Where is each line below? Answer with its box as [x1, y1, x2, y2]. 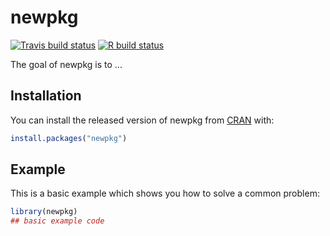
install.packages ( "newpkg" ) [10, 133, 128, 143]
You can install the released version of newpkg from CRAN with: [10, 114, 275, 126]
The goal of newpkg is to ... [10, 58, 123, 70]
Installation [10, 87, 82, 105]
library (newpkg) [10, 207, 78, 217]
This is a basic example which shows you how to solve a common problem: [10, 187, 320, 200]
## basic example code [10, 216, 105, 226]
